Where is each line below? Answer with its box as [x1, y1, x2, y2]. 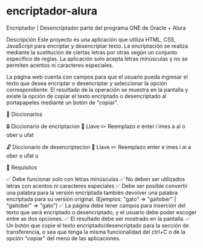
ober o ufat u [6, 152, 39, 159]
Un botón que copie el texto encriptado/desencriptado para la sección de [6, 221, 189, 229]
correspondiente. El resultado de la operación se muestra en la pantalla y [6, 86, 188, 93]
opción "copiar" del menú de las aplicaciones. [6, 234, 121, 242]
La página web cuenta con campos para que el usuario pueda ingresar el [6, 73, 188, 80]
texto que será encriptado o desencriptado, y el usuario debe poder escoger [6, 208, 197, 215]
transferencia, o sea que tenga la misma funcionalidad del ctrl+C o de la [6, 228, 185, 235]
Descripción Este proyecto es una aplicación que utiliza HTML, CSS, [6, 36, 176, 43]
